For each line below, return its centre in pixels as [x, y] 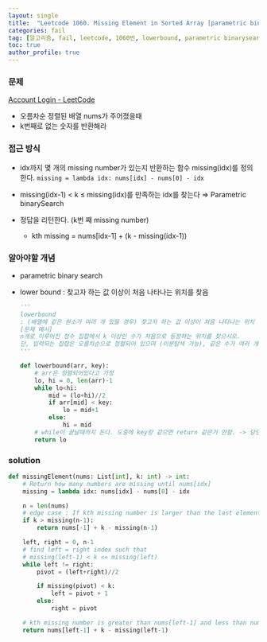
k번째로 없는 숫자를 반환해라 [63, 126]
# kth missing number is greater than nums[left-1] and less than [135, 623]
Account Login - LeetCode [52, 99]
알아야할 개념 [32, 258]
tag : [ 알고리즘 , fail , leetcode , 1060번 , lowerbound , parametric [114, 38]
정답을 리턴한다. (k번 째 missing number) [84, 220]
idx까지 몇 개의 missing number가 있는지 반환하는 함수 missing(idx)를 [129, 167]
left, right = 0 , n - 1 [58, 543]
